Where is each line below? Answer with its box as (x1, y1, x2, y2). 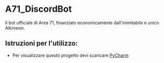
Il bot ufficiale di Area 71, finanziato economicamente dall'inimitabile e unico (5, 20, 160, 26)
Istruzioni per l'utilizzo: (5, 39, 78, 48)
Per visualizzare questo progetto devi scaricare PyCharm (12, 52, 129, 58)
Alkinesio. (5, 25, 25, 31)
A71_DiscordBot (5, 3, 72, 15)
